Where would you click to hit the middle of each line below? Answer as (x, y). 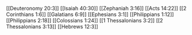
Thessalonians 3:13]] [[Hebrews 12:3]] (52, 26)
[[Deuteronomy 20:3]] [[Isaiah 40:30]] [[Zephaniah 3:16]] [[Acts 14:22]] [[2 (96, 8)
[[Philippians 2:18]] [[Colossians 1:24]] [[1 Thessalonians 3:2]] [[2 (85, 20)
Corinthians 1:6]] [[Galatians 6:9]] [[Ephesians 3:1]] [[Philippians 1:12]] (90, 14)
